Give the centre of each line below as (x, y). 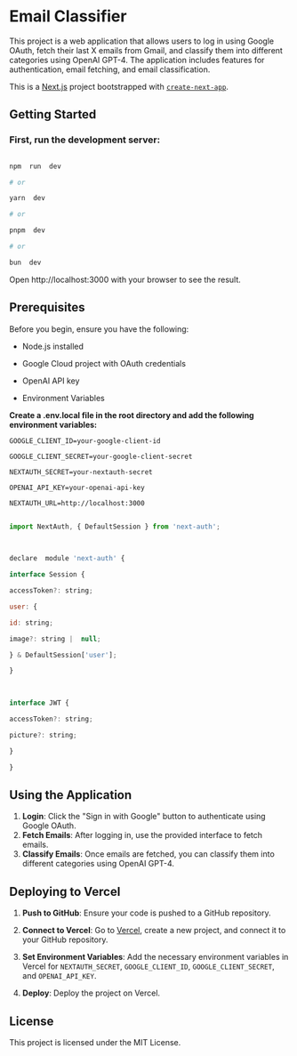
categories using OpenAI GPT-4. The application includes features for (137, 60)
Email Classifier (68, 16)
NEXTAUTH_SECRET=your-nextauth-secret (81, 472)
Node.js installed (53, 346)
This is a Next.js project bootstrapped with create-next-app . (119, 86)
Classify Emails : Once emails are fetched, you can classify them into (148, 854)
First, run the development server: (85, 140)
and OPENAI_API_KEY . (59, 976)
